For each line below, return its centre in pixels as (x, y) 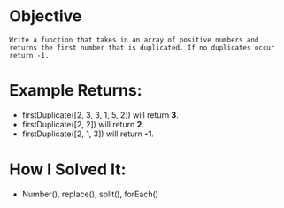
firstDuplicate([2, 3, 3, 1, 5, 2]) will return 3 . (100, 115)
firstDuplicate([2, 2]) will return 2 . (83, 124)
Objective (46, 16)
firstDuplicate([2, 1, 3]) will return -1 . (88, 134)
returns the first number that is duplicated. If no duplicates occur (142, 47)
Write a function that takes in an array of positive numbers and (134, 40)
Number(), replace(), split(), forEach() (90, 194)
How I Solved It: (68, 169)
